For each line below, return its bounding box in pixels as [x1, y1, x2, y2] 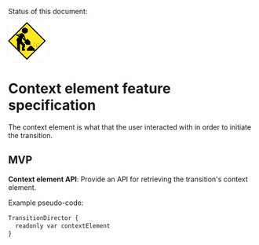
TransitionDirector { [8, 214, 79, 222]
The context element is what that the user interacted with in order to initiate [8, 122, 252, 132]
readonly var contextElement [15, 221, 111, 230]
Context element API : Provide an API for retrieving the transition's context [8, 174, 249, 184]
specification [8, 97, 97, 115]
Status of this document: [8, 7, 88, 16]
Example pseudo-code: [8, 198, 84, 207]
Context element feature [8, 80, 171, 97]
